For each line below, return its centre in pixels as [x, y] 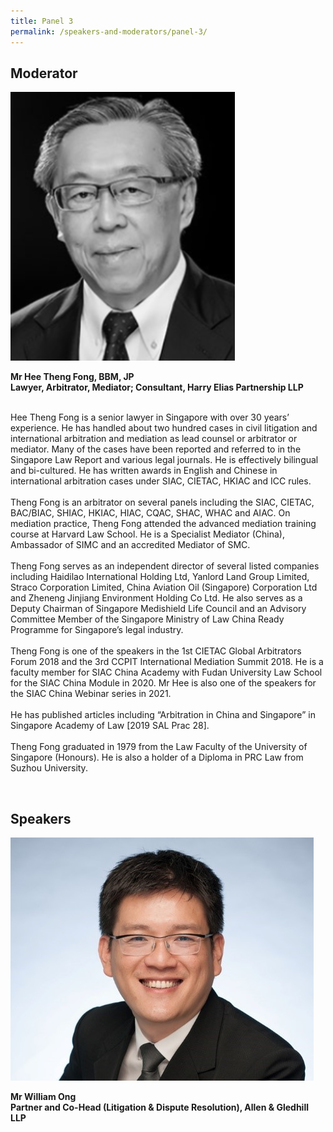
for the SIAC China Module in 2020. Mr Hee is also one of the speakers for [163, 683]
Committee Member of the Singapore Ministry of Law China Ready [147, 619]
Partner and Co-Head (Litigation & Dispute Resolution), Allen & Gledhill [160, 1107]
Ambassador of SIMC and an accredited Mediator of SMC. [130, 545]
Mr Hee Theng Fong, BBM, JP [72, 377]
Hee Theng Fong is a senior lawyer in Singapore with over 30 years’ [150, 417]
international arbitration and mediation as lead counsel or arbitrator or [154, 439]
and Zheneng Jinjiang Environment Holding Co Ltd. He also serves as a [156, 598]
